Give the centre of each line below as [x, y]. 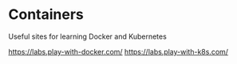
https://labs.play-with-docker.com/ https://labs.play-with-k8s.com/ [118, 51]
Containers [46, 15]
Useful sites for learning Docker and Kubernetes [88, 36]
